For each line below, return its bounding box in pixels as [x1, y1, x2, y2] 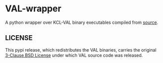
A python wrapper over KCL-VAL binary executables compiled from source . [5, 19, 159, 25]
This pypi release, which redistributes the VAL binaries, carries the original [5, 47, 157, 53]
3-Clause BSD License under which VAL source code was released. [5, 52, 143, 58]
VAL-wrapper [5, 3, 62, 14]
